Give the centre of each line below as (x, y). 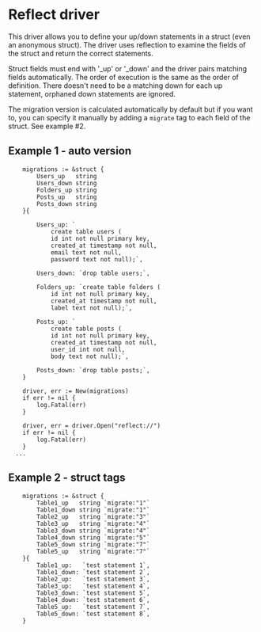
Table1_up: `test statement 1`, (93, 565)
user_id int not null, (88, 349)
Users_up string (67, 176)
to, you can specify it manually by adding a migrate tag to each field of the (129, 117)
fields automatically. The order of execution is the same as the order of (124, 77)
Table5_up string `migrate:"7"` (93, 551)
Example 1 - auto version (70, 151)
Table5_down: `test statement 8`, (93, 614)
